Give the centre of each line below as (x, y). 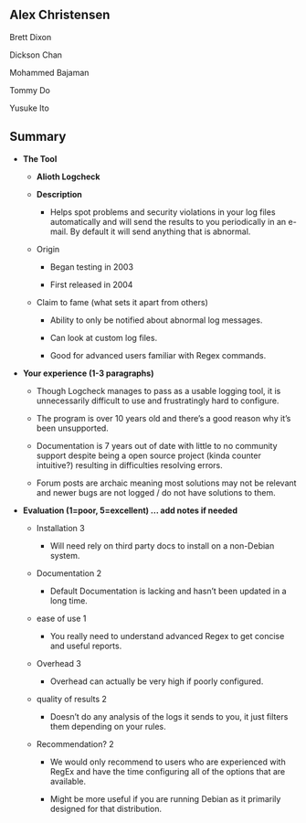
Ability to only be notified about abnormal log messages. (156, 320)
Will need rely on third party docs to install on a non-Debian (162, 545)
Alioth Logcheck (68, 176)
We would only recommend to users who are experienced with (168, 762)
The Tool (40, 158)
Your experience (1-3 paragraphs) (88, 373)
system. (65, 555)
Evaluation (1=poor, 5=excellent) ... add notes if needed (130, 510)
